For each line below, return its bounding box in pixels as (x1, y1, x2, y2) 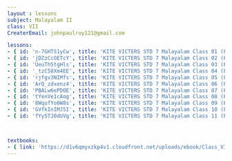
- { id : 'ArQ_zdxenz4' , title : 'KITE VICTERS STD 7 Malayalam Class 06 (7, 80, 217, 87)
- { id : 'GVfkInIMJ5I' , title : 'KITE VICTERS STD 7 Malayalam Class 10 (7, 106, 217, 113)
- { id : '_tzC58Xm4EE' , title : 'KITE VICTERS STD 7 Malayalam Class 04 (7, 67, 217, 75)
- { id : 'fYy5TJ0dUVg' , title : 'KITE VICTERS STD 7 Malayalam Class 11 (7, 113, 217, 120)
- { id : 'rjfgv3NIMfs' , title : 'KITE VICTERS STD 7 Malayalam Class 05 (7, 74, 217, 81)
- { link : (7, 143, 36, 151)
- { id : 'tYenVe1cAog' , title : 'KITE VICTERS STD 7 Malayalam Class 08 (7, 93, 217, 100)
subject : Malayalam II (7, 17, 72, 23)
